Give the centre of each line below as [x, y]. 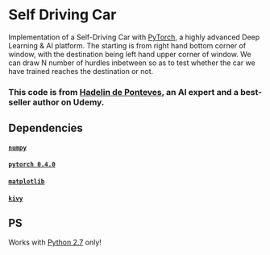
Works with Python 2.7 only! [55, 242]
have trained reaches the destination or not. [81, 71]
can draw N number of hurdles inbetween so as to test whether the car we [132, 63]
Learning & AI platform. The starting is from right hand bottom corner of [127, 45]
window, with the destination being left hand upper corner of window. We [130, 54]
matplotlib [27, 182]
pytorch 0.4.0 [32, 165]
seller [20, 102]
